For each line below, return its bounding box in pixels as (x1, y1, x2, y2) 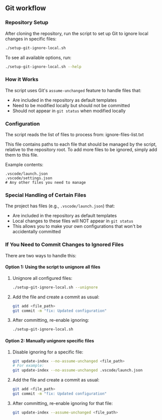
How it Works (5, 76, 38, 83)
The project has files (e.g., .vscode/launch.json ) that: (5, 203, 115, 209)
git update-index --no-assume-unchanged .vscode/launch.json (12, 368, 143, 373)
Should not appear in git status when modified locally (12, 108, 126, 114)
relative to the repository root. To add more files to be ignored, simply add (5, 147, 157, 153)
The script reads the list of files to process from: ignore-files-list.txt (5, 132, 144, 138)
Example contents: (5, 162, 43, 168)
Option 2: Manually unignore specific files (5, 337, 94, 343)
